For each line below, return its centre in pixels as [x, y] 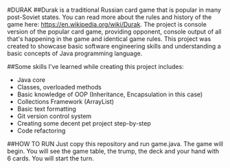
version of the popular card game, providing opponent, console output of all [114, 31]
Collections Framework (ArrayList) [66, 101]
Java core [31, 80]
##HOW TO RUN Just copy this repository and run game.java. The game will [115, 144]
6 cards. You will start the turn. [50, 158]
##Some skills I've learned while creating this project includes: [95, 67]
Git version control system [54, 116]
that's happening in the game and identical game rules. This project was [109, 39]
